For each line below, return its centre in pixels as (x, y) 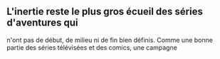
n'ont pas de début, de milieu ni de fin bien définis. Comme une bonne (110, 40)
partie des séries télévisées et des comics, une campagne (92, 47)
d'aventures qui (43, 23)
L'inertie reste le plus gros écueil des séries (105, 12)
